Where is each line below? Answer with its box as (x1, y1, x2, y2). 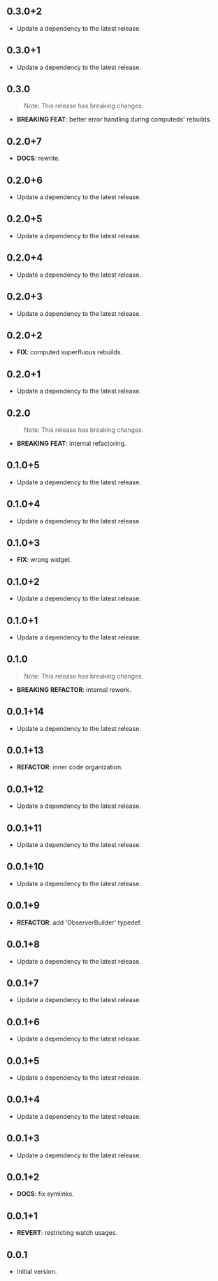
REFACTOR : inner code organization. (16, 763, 123, 772)
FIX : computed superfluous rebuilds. (16, 348, 123, 356)
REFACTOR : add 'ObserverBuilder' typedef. (16, 918, 143, 927)
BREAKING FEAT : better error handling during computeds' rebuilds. (16, 115, 212, 124)
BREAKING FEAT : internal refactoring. (16, 439, 126, 447)
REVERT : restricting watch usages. (16, 1229, 118, 1237)
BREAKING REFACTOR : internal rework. (16, 685, 132, 694)
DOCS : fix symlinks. (16, 1189, 75, 1198)
